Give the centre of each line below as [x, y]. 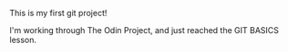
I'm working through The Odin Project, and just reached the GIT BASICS [144, 30]
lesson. [23, 40]
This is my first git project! [58, 13]
